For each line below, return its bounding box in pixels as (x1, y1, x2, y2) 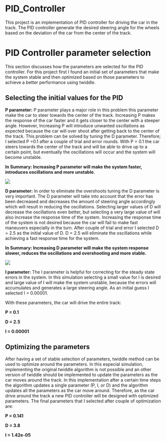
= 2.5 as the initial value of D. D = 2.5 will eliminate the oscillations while (5, 230, 152, 236)
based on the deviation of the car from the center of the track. (5, 30, 132, 36)
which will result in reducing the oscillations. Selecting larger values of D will (5, 203, 161, 209)
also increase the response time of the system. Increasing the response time (5, 214, 162, 220)
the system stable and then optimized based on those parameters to (5, 74, 145, 80)
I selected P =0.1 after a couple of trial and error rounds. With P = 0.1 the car (5, 138, 160, 144)
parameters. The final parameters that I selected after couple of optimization (5, 398, 161, 404)
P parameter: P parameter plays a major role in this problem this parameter (5, 107, 159, 113)
